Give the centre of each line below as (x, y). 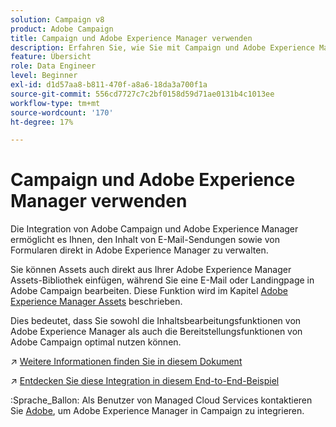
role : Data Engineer (53, 66)
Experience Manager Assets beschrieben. (96, 302)
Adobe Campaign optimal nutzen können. (96, 342)
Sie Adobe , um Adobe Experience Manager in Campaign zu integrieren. (157, 411)
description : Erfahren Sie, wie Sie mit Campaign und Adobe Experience (162, 47)
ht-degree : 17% (42, 122)
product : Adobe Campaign (62, 29)
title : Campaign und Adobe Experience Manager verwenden (131, 38)
